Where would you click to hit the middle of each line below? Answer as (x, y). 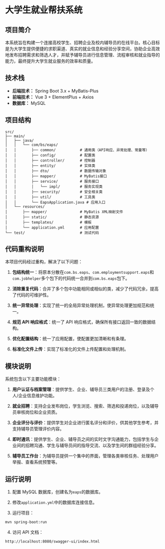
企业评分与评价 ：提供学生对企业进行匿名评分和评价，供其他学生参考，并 (85, 423)
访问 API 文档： (28, 532)
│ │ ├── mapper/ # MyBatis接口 (56, 176)
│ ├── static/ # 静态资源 (52, 217)
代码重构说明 (25, 249)
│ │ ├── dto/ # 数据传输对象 (56, 171)
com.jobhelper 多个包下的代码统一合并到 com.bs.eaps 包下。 (71, 278)
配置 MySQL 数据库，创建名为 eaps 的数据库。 (57, 492)
